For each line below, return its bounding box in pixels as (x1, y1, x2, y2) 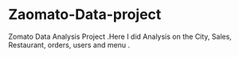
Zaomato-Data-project (8, 6, 162, 24)
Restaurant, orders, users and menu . (8, 40, 130, 49)
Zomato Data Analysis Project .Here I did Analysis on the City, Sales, (8, 32, 233, 41)
